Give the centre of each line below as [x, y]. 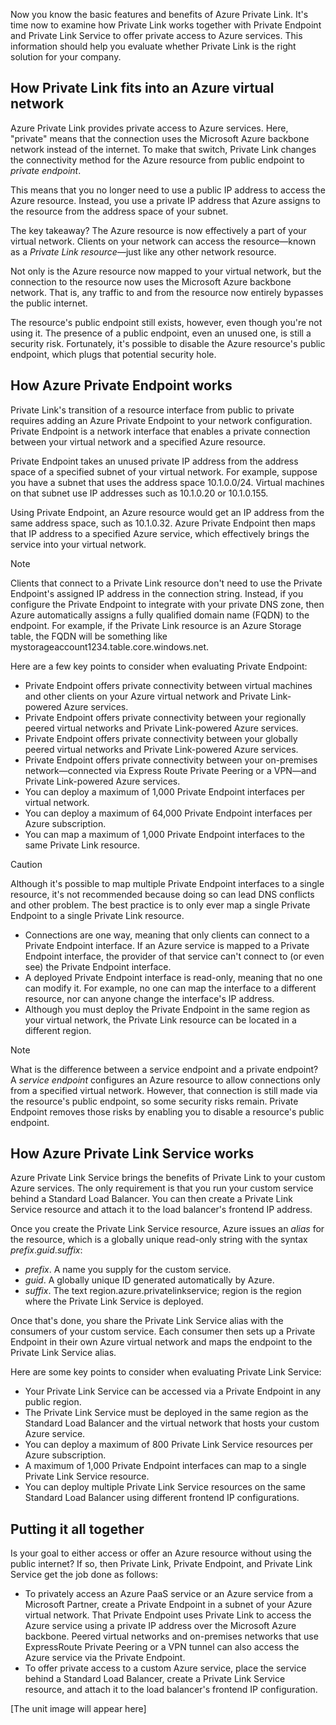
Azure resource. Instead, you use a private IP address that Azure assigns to [165, 200]
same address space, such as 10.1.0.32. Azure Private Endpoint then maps [163, 523]
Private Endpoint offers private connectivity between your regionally [165, 717]
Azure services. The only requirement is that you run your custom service [162, 1188]
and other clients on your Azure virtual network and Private [146, 696]
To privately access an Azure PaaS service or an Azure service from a [169, 1594]
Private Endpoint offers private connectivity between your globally [161, 738]
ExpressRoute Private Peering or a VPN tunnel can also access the [162, 1647]
